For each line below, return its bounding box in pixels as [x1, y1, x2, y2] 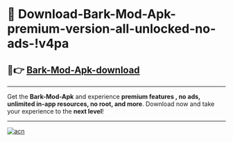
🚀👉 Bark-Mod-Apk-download [7, 64, 140, 76]
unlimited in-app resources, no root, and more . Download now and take [7, 100, 215, 108]
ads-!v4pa [7, 36, 69, 51]
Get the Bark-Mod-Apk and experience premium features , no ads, [7, 93, 201, 100]
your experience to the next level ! [7, 107, 104, 115]
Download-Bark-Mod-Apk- [18, 6, 176, 22]
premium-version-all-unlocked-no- [7, 21, 216, 37]
